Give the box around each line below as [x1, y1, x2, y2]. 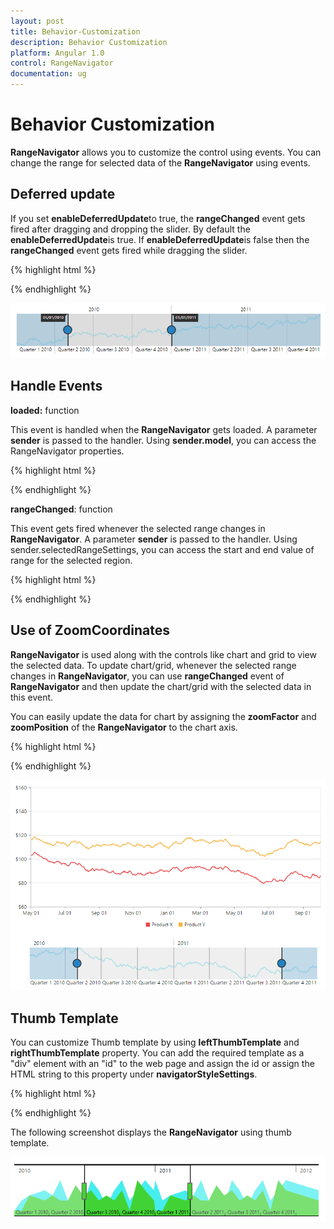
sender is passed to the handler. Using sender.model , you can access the [10, 434, 317, 446]
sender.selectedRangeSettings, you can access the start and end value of [10, 543, 315, 555]
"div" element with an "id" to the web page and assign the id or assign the [10, 1058, 315, 1070]
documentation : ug [10, 69, 87, 79]
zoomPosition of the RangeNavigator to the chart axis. [10, 721, 238, 733]
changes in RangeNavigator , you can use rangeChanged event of [10, 670, 285, 682]
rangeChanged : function [10, 503, 113, 515]
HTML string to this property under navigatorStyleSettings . [10, 1068, 258, 1080]
